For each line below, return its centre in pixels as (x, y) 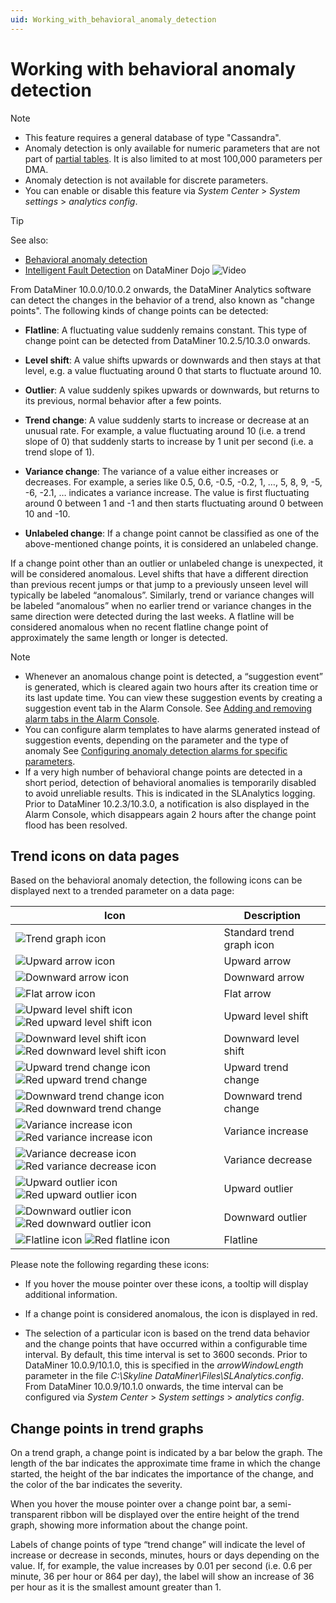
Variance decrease (268, 1160)
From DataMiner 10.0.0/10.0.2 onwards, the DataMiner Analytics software (161, 289)
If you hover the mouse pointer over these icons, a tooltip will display (166, 1284)
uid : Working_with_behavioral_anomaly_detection (113, 19)
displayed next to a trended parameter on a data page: (122, 891)
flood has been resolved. (76, 825)
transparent (34, 1515)
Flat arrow (247, 994)
